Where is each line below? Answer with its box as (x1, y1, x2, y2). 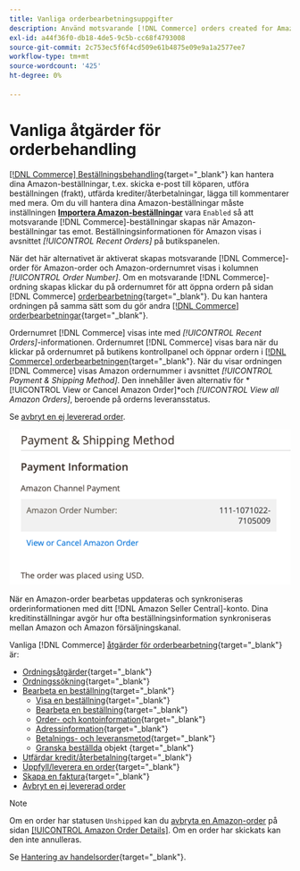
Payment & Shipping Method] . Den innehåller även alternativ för (9, 374, 244, 385)
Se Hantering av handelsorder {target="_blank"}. (9, 851, 187, 863)
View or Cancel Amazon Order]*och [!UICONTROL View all (62, 384, 279, 395)
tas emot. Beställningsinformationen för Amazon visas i (59, 226, 262, 236)
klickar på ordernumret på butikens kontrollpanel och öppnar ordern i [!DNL (9, 346, 287, 357)
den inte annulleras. (9, 834, 82, 845)
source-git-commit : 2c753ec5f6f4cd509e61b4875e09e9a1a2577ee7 (9, 43, 246, 52)
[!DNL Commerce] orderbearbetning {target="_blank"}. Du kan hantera (9, 291, 268, 302)
